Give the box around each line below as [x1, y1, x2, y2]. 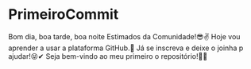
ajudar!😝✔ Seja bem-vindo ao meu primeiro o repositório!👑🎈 [8, 51, 208, 60]
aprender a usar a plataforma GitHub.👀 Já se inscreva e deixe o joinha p [8, 43, 244, 53]
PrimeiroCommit [8, 5, 119, 24]
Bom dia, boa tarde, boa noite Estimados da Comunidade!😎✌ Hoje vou [8, 31, 241, 41]
